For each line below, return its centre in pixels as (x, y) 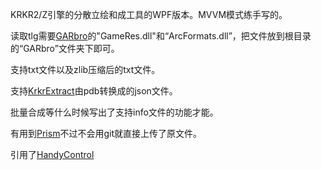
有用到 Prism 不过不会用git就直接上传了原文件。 (106, 133)
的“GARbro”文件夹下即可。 (65, 48)
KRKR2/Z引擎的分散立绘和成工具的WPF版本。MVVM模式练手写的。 (149, 14)
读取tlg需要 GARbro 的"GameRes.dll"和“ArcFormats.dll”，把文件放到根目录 (161, 36)
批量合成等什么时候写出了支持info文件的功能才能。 (114, 112)
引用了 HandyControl (52, 154)
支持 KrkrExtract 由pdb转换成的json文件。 (94, 91)
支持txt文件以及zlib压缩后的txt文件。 (85, 69)
